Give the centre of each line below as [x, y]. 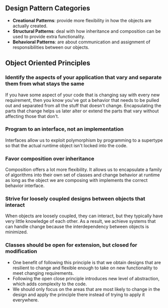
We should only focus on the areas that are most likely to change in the [86, 289]
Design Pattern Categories [48, 8]
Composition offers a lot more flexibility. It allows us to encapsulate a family [84, 170]
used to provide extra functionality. [49, 36]
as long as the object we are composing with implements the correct [76, 180]
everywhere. [25, 300]
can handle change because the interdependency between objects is [77, 227]
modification [21, 252]
